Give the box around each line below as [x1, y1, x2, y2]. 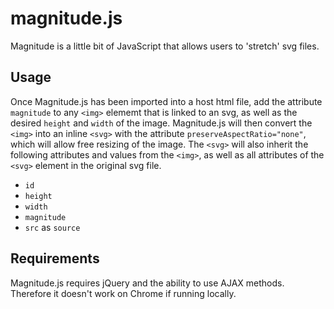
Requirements [10, 250, 100, 267]
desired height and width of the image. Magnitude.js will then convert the [10, 117, 313, 129]
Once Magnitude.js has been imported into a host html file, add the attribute [10, 95, 323, 107]
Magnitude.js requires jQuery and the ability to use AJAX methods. [10, 277, 285, 289]
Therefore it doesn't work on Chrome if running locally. [10, 287, 237, 299]
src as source [24, 221, 81, 233]
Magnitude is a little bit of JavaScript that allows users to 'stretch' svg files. [10, 40, 320, 52]
